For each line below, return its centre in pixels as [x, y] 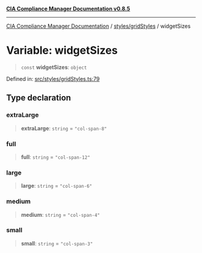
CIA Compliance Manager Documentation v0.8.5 [68, 9]
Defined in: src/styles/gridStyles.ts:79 [53, 78]
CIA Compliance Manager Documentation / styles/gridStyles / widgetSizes [99, 26]
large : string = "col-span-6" [57, 186]
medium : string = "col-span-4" [60, 214]
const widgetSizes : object [54, 67]
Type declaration [38, 98]
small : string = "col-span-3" [57, 243]
